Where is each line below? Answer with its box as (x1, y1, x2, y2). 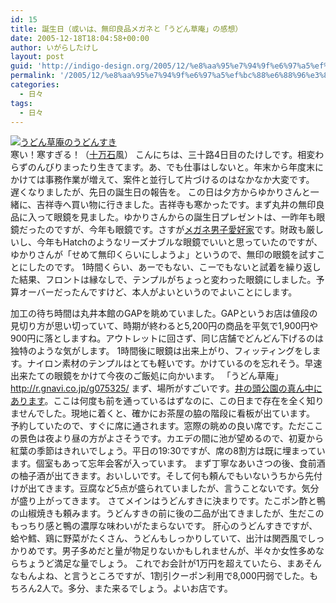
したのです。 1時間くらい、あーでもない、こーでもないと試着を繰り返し (27, 261, 322, 273)
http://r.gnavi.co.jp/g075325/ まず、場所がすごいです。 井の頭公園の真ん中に (10, 382, 323, 395)
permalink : (10, 71, 56, 81)
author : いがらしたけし (10, 42, 99, 53)
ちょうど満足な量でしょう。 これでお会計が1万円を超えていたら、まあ (18, 557, 305, 570)
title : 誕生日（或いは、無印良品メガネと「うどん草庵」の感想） (10, 24, 243, 34)
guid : (10, 61, 33, 71)
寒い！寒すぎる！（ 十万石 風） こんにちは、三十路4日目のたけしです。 (10, 149, 298, 161)
